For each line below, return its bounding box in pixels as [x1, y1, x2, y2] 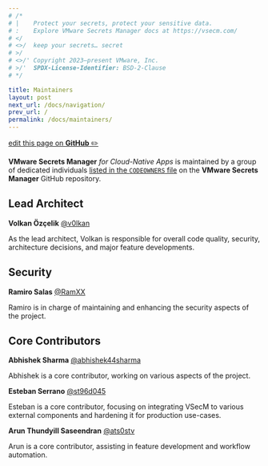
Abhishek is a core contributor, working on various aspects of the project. [8, 371, 250, 381]
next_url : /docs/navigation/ [8, 101, 106, 109]
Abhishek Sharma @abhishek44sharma [8, 355, 142, 365]
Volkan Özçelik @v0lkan [8, 218, 90, 228]
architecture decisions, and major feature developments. [8, 242, 194, 252]
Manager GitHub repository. [8, 174, 102, 183]
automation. [8, 450, 48, 460]
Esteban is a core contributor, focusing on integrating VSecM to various [8, 402, 244, 411]
